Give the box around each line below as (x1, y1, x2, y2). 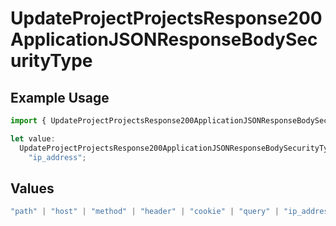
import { (10, 116, 47, 126)
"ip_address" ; (28, 152, 87, 162)
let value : (10, 133, 56, 144)
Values (10, 180, 55, 197)
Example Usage (10, 89, 110, 106)
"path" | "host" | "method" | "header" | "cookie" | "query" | (10, 207, 280, 217)
